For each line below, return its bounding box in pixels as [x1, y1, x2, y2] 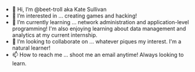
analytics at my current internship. [12, 31, 98, 39]
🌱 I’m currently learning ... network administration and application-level [12, 19, 190, 25]
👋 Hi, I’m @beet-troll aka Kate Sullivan [12, 6, 107, 13]
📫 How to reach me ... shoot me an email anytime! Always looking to [12, 51, 184, 58]
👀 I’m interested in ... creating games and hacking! [12, 12, 137, 19]
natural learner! [12, 44, 51, 51]
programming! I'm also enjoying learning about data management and [12, 25, 187, 32]
